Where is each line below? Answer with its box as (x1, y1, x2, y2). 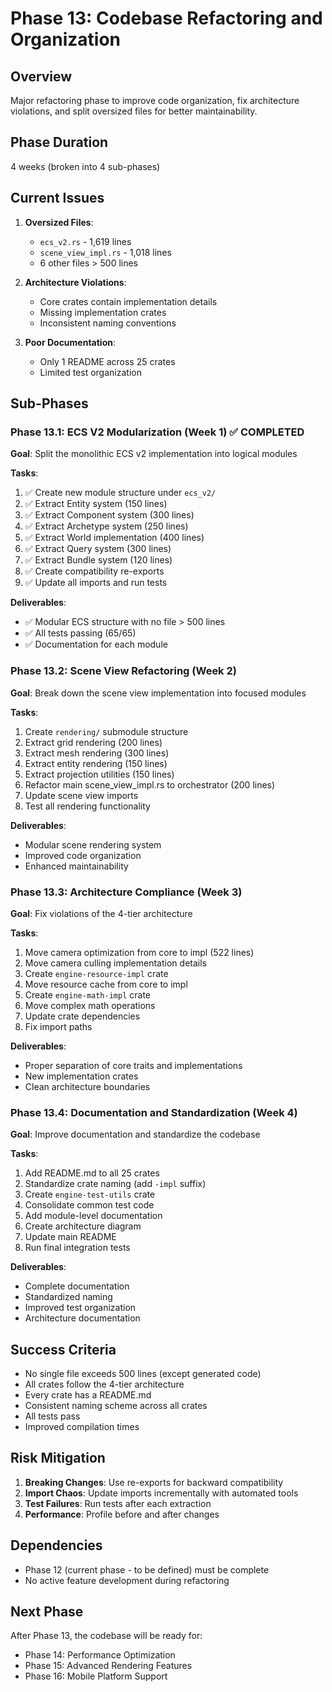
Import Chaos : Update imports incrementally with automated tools (24, 1487, 299, 1499)
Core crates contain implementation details (39, 295, 218, 307)
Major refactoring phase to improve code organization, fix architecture (10, 95, 300, 106)
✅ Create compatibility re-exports (24, 565, 165, 577)
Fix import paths (24, 1020, 93, 1032)
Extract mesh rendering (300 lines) (24, 747, 170, 759)
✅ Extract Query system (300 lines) (24, 543, 172, 555)
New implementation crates (24, 1070, 139, 1082)
